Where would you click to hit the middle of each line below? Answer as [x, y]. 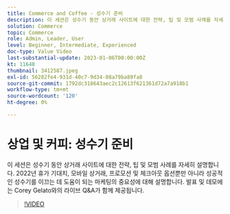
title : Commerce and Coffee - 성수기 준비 [65, 13]
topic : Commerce [30, 32]
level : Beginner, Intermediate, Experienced [72, 45]
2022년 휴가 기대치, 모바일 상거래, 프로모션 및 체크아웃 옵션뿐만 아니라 [110, 173]
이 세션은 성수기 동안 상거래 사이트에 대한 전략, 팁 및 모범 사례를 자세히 [101, 164]
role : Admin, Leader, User [46, 39]
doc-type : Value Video [39, 52]
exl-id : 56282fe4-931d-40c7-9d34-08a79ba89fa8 [75, 77]
